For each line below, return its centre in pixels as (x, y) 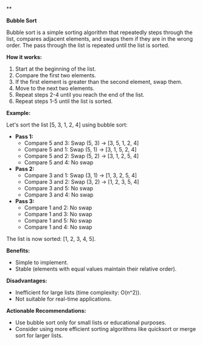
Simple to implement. (42, 262)
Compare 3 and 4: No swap (59, 195)
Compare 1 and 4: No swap (58, 227)
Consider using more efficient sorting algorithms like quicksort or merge (106, 329)
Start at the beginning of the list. (55, 69)
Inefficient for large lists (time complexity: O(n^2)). (78, 292)
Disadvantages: (27, 281)
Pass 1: (24, 137)
